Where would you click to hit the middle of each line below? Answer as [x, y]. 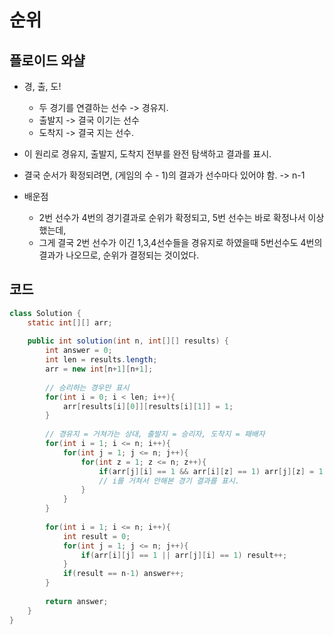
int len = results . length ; [101, 360]
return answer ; [77, 601]
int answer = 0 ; [79, 351]
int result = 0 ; [96, 536]
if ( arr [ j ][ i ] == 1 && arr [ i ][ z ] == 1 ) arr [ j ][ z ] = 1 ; [213, 471]
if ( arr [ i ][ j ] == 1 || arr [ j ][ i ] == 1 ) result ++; [184, 555]
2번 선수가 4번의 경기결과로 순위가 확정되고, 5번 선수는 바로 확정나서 [172, 217]
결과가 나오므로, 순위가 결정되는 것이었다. [119, 255]
